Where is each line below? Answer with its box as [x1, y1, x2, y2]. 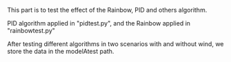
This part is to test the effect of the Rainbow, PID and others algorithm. [7, 6, 208, 14]
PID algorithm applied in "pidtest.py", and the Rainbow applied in [7, 19, 191, 27]
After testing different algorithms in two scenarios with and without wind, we [7, 40, 224, 48]
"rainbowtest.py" [7, 27, 55, 34]
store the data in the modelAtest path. [7, 48, 114, 55]
